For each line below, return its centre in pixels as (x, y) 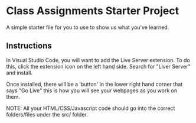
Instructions (29, 46)
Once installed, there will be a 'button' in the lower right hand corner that (94, 84)
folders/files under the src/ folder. (47, 114)
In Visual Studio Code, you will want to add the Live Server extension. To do (98, 60)
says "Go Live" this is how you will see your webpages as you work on (92, 90)
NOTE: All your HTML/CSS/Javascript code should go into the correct (91, 108)
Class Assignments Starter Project (92, 11)
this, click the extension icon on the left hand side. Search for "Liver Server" (98, 66)
